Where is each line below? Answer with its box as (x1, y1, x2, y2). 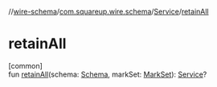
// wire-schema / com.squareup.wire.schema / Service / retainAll (8, 7, 209, 16)
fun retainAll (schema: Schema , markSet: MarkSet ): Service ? (8, 69, 207, 79)
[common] (8, 61, 43, 70)
